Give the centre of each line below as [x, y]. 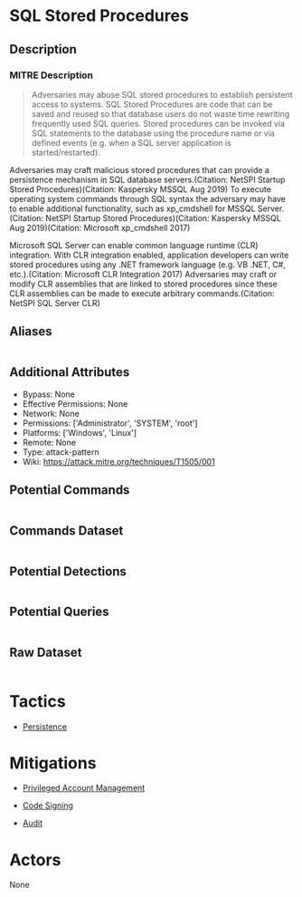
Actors [35, 859]
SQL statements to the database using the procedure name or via [153, 133]
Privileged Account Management [84, 788]
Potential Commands [70, 490]
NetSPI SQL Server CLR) [55, 303]
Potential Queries [60, 612]
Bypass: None [48, 394]
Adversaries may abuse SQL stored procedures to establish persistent [162, 94]
